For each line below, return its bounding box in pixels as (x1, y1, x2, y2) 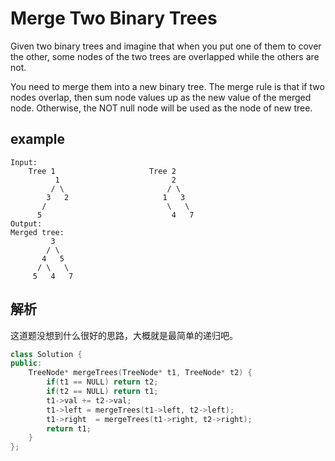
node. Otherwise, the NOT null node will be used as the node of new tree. (10, 102, 313, 114)
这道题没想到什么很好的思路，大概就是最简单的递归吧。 (10, 329, 238, 341)
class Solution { (10, 349, 83, 359)
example (10, 131, 66, 148)
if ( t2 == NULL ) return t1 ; (46, 387, 159, 397)
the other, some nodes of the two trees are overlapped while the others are (10, 50, 320, 62)
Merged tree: (10, 227, 65, 237)
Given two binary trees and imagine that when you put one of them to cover (10, 40, 322, 52)
